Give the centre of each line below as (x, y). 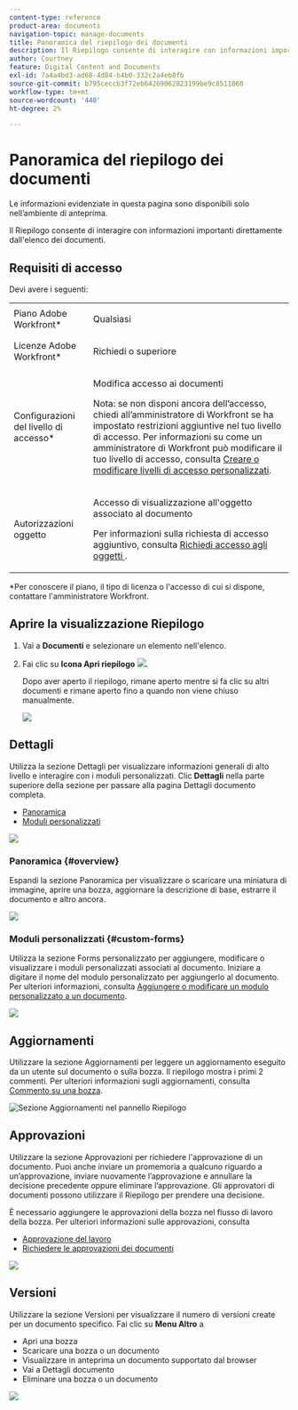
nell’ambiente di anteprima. (59, 214)
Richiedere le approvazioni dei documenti (98, 1248)
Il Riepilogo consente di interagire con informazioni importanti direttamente (146, 230)
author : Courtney (41, 59)
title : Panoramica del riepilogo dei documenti (99, 42)
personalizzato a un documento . (68, 996)
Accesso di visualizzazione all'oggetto (173, 502)
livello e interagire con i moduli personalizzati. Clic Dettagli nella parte (137, 776)
